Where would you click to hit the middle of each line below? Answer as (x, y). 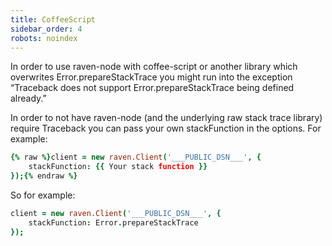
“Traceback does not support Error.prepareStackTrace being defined (152, 88)
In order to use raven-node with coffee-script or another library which (154, 67)
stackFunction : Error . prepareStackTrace (113, 222)
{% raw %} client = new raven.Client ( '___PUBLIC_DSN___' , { (136, 157)
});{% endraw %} (44, 176)
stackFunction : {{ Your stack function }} (118, 167)
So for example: (43, 195)
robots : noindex (44, 38)
